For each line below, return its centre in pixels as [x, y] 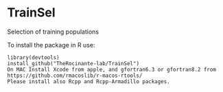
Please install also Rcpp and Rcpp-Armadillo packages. [89, 81]
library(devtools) [33, 57]
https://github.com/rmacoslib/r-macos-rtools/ [75, 76]
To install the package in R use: [51, 45]
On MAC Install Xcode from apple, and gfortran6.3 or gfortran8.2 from [111, 69]
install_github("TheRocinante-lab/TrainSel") [73, 63]
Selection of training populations [53, 32]
